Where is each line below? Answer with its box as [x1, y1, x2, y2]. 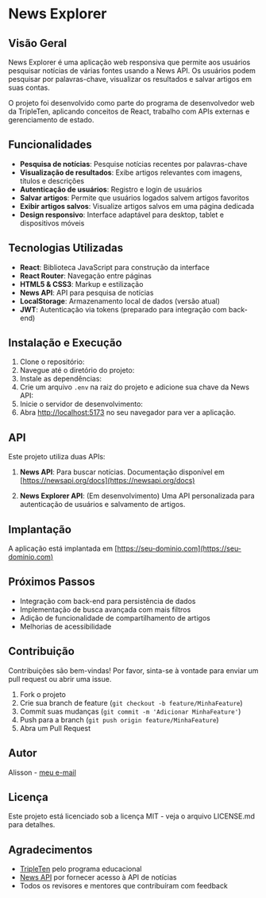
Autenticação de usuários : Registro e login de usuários [19, 184, 202, 194]
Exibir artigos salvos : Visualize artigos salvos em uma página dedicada [19, 201, 254, 211]
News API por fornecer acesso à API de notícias [19, 873, 177, 882]
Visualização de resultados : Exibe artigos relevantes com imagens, [19, 168, 242, 177]
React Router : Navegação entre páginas [19, 271, 152, 281]
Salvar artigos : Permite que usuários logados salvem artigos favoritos [19, 192, 250, 203]
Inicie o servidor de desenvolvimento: [19, 399, 143, 409]
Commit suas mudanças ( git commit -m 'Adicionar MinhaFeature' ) [19, 706, 241, 716]
